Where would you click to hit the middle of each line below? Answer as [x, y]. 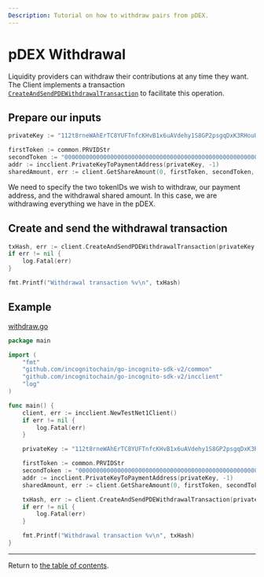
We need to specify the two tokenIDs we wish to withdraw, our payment [125, 187]
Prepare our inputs [55, 118]
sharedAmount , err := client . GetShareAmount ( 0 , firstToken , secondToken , [132, 172]
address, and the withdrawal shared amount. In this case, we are [113, 195]
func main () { [31, 405]
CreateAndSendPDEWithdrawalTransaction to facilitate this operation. [117, 93]
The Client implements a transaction [67, 84]
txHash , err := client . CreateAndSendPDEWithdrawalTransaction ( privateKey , [133, 246]
